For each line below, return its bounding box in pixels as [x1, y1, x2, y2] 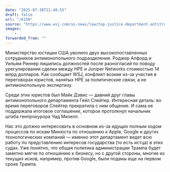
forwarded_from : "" [5, 36, 47, 41]
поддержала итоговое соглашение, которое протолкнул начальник [5, 108, 151, 114]
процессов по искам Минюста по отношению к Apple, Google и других [5, 128, 159, 134]
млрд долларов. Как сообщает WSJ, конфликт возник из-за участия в [5, 71, 157, 77]
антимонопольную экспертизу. [5, 82, 73, 88]
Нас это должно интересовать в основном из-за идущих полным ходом [5, 123, 162, 129]
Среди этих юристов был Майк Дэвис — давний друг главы [5, 92, 135, 98]
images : [5, 26, 22, 31]
